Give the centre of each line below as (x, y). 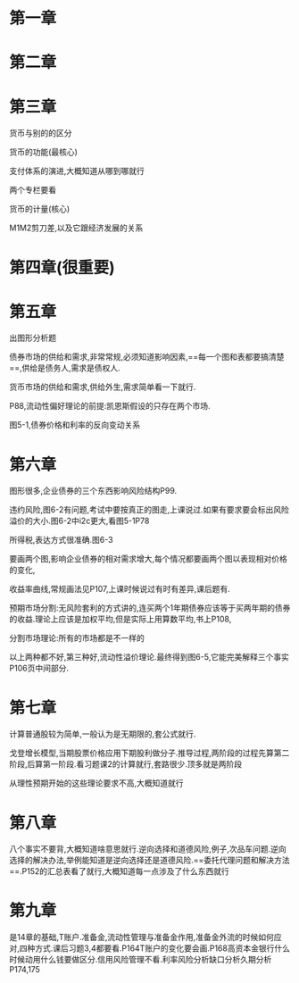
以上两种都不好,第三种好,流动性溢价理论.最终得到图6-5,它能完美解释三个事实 (149, 657)
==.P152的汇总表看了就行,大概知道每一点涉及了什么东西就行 (120, 871)
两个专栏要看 (33, 190)
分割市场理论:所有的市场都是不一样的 (77, 638)
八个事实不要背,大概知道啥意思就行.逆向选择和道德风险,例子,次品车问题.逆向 (148, 849)
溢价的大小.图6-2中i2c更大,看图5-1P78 (79, 521)
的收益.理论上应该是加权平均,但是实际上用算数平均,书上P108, (120, 619)
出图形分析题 (33, 338)
